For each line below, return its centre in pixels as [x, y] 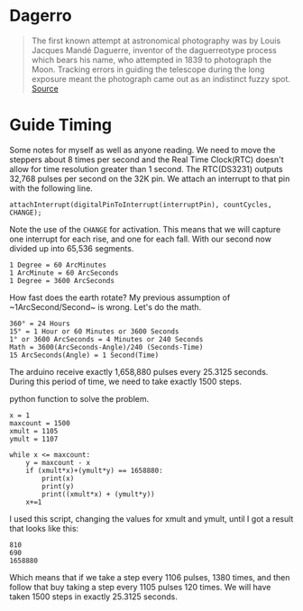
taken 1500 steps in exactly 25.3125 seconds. [93, 597]
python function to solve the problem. [79, 398]
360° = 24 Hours [40, 324]
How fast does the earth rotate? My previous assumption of [120, 297]
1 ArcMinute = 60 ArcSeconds [64, 273]
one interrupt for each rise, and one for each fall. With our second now [141, 239]
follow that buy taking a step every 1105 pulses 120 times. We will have [140, 587]
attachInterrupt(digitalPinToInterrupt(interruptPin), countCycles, [141, 205]
